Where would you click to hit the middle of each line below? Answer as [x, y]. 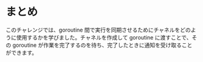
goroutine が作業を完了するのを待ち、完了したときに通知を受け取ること [102, 45]
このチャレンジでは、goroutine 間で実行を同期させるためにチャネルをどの [98, 30]
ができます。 [22, 52]
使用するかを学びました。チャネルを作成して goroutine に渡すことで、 [104, 37]
